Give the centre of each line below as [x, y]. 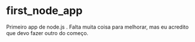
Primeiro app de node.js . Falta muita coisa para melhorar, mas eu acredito [97, 27]
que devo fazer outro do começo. [47, 33]
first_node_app [44, 11]
